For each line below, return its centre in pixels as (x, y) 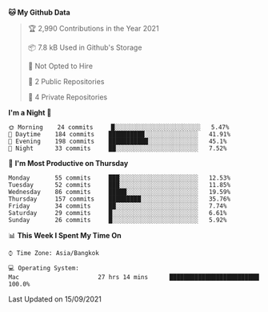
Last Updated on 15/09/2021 (55, 299)
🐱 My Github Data (39, 12)
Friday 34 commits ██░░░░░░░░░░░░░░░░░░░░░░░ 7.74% (118, 206)
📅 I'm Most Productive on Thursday (68, 163)
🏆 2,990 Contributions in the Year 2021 (93, 28)
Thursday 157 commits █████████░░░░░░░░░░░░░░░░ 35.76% (119, 199)
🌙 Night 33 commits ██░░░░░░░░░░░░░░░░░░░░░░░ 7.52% (118, 148)
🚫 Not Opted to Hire (60, 66)
